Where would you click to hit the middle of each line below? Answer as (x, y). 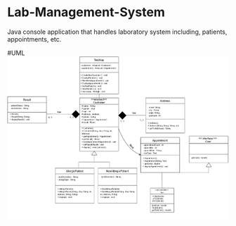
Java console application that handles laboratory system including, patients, (117, 32)
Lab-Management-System (86, 12)
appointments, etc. (34, 39)
